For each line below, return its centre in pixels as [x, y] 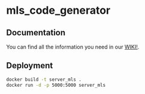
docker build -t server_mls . [44, 79]
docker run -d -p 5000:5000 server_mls [56, 85]
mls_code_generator [58, 10]
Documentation [36, 33]
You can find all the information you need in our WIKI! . [73, 47]
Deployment [30, 66]
